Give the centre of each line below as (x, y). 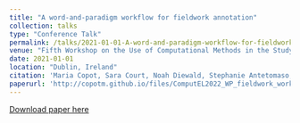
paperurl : (28, 84)
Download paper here (49, 109)
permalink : (29, 42)
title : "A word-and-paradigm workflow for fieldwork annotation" (133, 17)
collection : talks (43, 26)
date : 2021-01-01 (42, 59)
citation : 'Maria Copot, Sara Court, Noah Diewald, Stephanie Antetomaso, (151, 76)
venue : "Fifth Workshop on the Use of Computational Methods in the (139, 51)
